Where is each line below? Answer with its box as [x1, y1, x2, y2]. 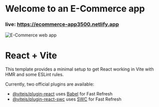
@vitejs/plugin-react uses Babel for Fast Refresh [12, 91, 113, 97]
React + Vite [5, 49, 57, 61]
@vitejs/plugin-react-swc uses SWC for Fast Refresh [12, 96, 121, 102]
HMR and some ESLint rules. [5, 71, 64, 77]
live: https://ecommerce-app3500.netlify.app [5, 21, 119, 28]
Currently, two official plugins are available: [5, 81, 94, 87]
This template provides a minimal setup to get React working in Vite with [5, 66, 154, 72]
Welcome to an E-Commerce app [5, 3, 145, 14]
